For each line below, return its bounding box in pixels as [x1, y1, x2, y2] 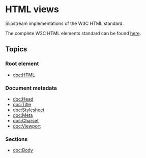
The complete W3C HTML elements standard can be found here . [5, 30, 141, 36]
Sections [5, 136, 28, 143]
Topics [5, 45, 27, 54]
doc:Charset [12, 117, 39, 123]
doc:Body [12, 147, 33, 153]
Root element [5, 60, 39, 67]
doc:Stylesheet [12, 107, 45, 113]
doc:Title [12, 101, 32, 107]
